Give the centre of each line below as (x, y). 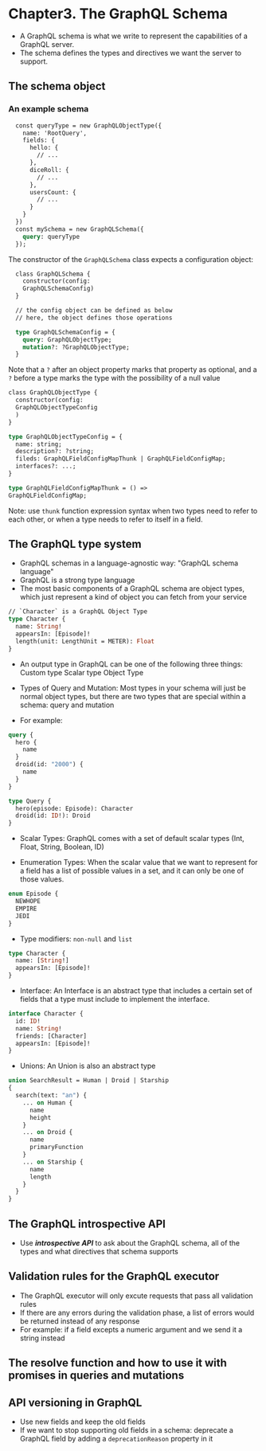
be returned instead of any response (80, 1321)
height (40, 1117)
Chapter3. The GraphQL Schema (118, 14)
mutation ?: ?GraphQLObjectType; (76, 347)
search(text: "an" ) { (51, 1096)
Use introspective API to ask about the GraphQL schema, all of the (130, 1243)
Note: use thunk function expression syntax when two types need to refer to (133, 510)
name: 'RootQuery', (55, 133)
